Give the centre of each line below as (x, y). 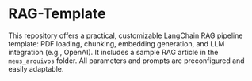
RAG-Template (57, 14)
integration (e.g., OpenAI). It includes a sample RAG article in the (113, 52)
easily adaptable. (36, 68)
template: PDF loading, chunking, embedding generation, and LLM (116, 43)
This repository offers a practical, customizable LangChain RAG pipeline (126, 35)
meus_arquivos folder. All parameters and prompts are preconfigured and (126, 61)
